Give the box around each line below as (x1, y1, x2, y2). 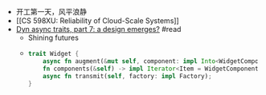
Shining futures (27, 33, 79, 42)
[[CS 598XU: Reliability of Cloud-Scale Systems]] (15, 16, 179, 26)
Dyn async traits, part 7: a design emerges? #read (15, 25, 182, 34)
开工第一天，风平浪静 (15, 7, 87, 16)
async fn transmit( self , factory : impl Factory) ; (43, 72, 212, 80)
